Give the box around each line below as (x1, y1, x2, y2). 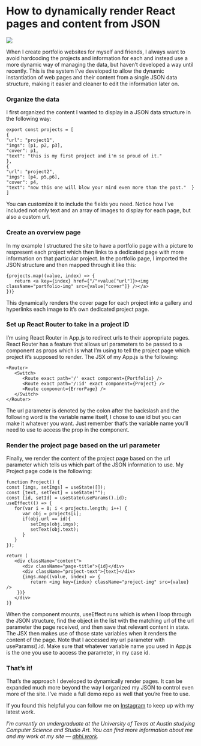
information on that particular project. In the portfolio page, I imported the (6, 254, 188, 262)
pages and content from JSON (6, 17, 160, 31)
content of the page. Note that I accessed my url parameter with (6, 636, 165, 644)
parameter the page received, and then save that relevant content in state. (6, 623, 190, 631)
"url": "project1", (6, 137, 55, 144)
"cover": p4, (6, 179, 39, 186)
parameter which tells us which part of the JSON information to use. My (6, 461, 184, 468)
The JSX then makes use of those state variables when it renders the (6, 630, 177, 637)
